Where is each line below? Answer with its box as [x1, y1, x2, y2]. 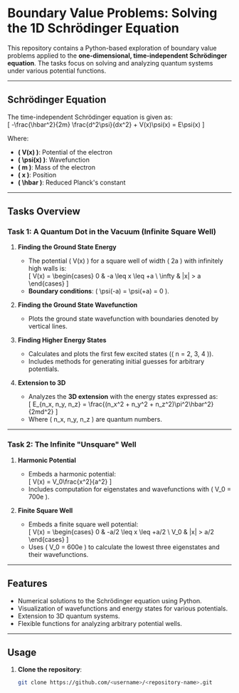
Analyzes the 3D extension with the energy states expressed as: [28, 392, 218, 401]
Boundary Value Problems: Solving [7, 5, 218, 21]
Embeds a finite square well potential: [28, 520, 139, 528]
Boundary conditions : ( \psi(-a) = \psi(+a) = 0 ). [28, 287, 169, 296]
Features [7, 578, 48, 590]
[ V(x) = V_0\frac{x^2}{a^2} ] [28, 477, 112, 486]
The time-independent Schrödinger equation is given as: [7, 113, 173, 121]
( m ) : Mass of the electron [17, 162, 96, 172]
